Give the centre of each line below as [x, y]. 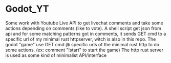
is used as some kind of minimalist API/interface [56, 55]
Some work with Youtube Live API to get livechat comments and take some [84, 23]
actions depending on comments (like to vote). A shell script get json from [83, 28]
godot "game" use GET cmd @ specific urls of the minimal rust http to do [82, 44]
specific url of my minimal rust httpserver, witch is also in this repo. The [81, 39]
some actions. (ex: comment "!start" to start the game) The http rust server [84, 50]
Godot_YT [27, 9]
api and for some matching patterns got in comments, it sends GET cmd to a [86, 34]
